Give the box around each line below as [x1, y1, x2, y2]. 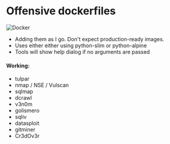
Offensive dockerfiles [6, 4, 116, 18]
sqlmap [14, 88, 33, 95]
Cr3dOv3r [14, 133, 40, 140]
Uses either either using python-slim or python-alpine [14, 42, 147, 49]
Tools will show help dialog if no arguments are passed [14, 48, 150, 55]
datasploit [14, 120, 40, 127]
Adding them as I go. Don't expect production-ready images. [14, 35, 165, 42]
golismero [14, 107, 40, 114]
